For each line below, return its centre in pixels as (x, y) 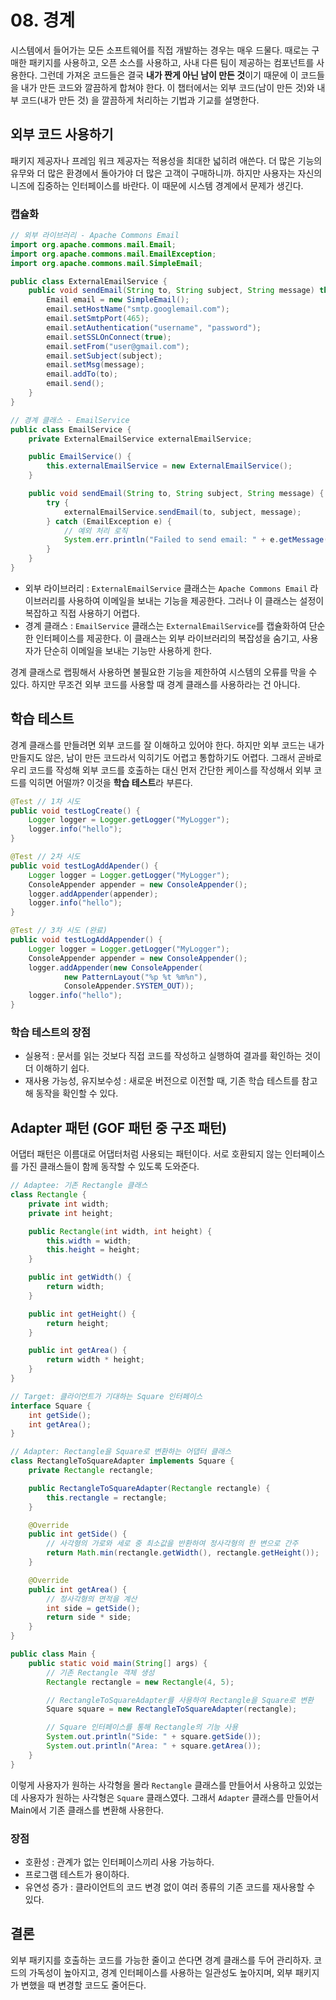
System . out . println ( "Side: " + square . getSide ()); (154, 1737)
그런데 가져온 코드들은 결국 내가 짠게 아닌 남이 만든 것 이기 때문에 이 (169, 75)
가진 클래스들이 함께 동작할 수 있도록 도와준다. (110, 1167)
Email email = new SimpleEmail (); (118, 300)
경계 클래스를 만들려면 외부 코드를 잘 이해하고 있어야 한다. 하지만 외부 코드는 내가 (167, 745)
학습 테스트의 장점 (51, 1033)
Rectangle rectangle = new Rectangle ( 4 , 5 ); (140, 1682)
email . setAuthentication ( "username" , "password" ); (154, 327)
